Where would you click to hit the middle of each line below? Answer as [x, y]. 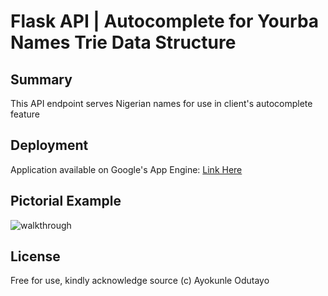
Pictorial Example [66, 201]
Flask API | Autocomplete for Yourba [165, 21]
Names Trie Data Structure [123, 42]
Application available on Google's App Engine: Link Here [126, 169]
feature [25, 114]
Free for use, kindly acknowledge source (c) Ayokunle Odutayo [140, 281]
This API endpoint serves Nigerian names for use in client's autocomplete [161, 103]
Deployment [49, 145]
